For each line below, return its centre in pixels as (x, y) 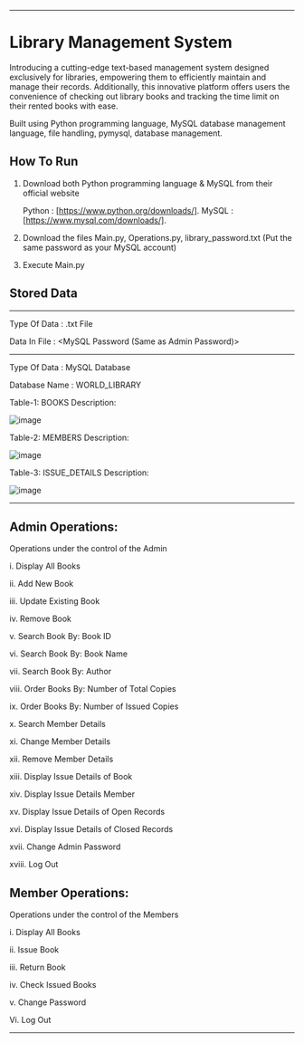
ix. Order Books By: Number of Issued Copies (94, 706)
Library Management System (121, 43)
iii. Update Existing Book (55, 601)
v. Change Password (48, 1002)
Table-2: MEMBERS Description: (69, 437)
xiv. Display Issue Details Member (72, 794)
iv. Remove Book (41, 619)
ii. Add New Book (42, 584)
